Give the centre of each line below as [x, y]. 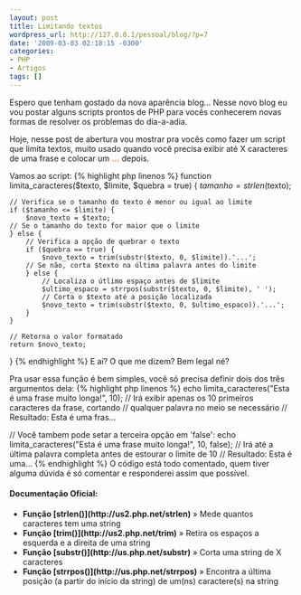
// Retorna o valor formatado [66, 336]
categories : [32, 52]
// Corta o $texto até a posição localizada [127, 297]
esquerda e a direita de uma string [86, 543]
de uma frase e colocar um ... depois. [80, 158]
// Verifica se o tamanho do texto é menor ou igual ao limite [131, 202]
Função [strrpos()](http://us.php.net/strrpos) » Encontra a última [146, 571]
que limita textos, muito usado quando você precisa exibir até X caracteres [148, 148]
